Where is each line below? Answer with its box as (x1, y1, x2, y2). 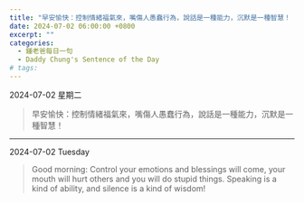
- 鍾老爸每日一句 (17, 47, 73, 56)
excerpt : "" (9, 30, 54, 39)
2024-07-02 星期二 (9, 89, 82, 100)
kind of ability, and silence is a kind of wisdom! (31, 182, 206, 194)
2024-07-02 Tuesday (9, 146, 90, 157)
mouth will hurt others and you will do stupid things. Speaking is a (31, 173, 278, 184)
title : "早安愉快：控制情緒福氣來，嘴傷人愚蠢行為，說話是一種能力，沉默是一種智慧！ (9, 13, 291, 23)
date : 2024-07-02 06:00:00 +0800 (9, 22, 136, 31)
